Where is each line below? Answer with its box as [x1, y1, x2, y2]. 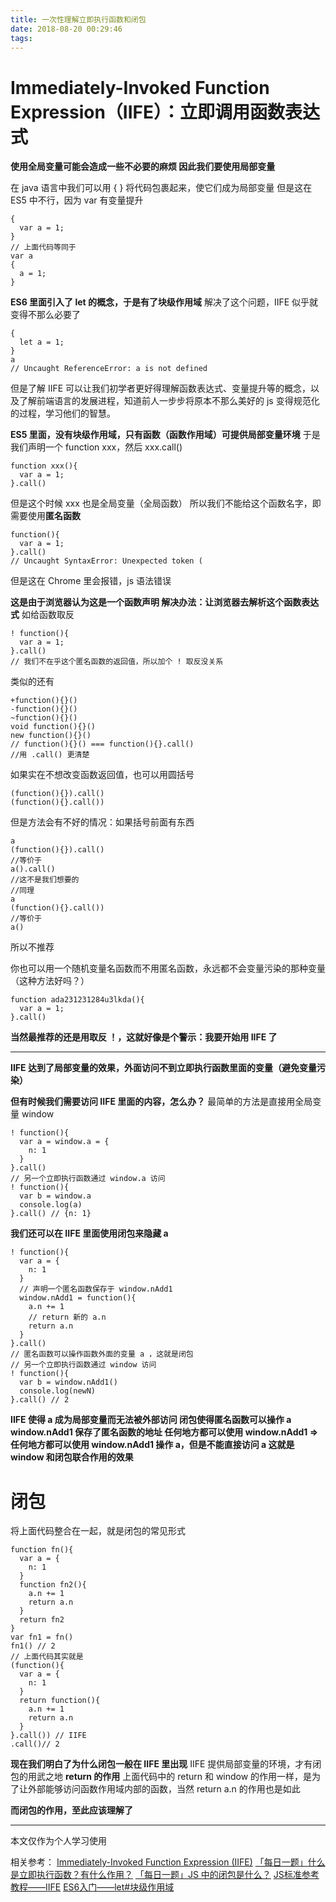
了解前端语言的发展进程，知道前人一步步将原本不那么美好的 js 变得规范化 [18, 395, 320, 407]
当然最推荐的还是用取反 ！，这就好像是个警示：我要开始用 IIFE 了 [10, 1031, 278, 1043]
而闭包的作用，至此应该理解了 [10, 1804, 133, 1816]
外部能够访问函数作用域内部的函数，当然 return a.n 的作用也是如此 [27, 1783, 301, 1795]
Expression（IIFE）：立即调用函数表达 [10, 101, 321, 123]
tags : [10, 33, 33, 43]
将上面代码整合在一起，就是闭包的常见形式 [10, 1525, 186, 1537]
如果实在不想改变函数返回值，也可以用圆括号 [10, 769, 195, 781]
